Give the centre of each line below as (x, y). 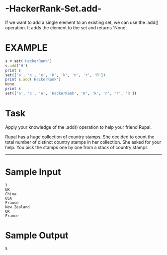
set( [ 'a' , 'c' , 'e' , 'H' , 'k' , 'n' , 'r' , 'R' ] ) (55, 75)
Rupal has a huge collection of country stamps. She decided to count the (80, 137)
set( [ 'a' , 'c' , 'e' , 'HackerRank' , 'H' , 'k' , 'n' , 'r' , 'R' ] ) (71, 93)
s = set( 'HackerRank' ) (29, 61)
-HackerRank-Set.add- (53, 9)
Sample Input (33, 172)
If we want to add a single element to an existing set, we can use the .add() (82, 22)
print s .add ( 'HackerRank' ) (33, 80)
